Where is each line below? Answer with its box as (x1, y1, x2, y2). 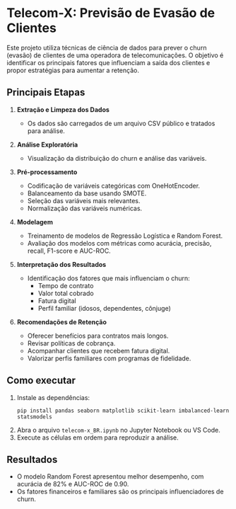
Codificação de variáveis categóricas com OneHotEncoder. (27, 181, 201, 190)
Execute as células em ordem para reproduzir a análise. (16, 433, 179, 442)
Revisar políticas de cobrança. (27, 338, 116, 348)
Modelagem (16, 217, 54, 226)
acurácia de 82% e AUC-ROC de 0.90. (16, 480, 129, 488)
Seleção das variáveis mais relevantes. (27, 196, 141, 205)
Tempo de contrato (37, 281, 94, 290)
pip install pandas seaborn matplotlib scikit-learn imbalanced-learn (16, 407, 230, 414)
